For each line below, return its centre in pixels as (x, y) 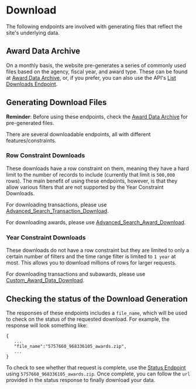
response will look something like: (47, 325)
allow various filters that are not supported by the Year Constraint (85, 187)
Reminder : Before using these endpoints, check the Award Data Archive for (97, 116)
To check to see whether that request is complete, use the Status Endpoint (96, 367)
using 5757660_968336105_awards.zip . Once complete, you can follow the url (98, 374)
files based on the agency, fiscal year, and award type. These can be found (97, 72)
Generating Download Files (56, 102)
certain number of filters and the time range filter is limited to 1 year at (91, 256)
